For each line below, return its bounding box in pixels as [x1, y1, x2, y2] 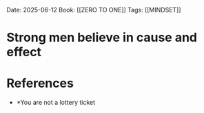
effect [6, 45, 42, 60]
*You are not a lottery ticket [16, 99, 96, 107]
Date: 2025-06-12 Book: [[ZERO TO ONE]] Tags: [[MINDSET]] [6, 6, 181, 14]
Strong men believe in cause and [6, 30, 198, 45]
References [6, 75, 74, 91]
